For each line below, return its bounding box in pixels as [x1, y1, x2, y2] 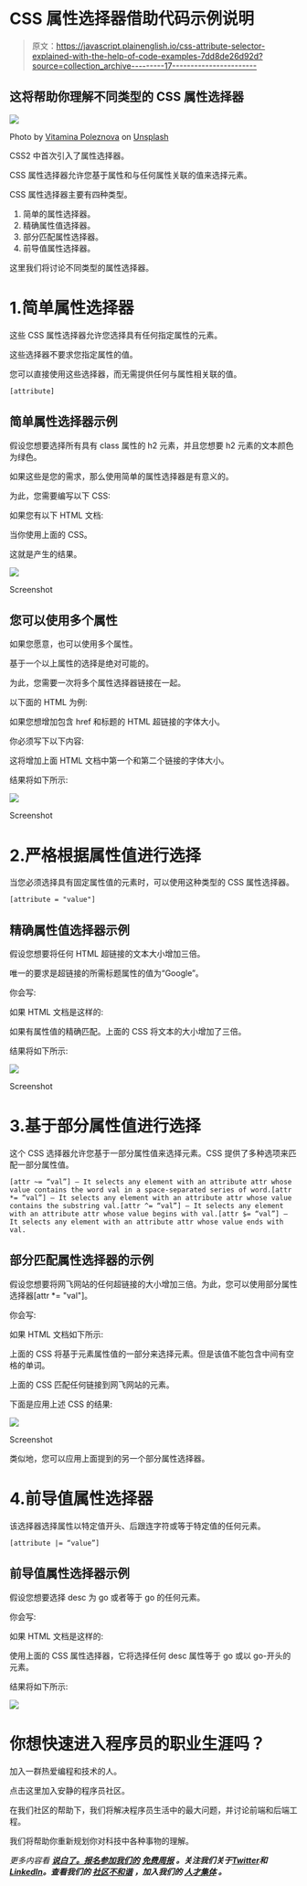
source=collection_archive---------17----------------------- [31, 60, 258, 71]
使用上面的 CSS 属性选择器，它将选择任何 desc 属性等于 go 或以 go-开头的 [9, 1650, 291, 1661]
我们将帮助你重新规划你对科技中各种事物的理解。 [9, 1835, 194, 1846]
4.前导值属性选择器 [9, 1488, 153, 1509]
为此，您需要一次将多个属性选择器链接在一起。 [9, 678, 185, 689]
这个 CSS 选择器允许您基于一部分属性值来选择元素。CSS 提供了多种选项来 [9, 1148, 290, 1158]
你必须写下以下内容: [9, 735, 85, 746]
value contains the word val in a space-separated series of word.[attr [9, 1185, 292, 1195]
